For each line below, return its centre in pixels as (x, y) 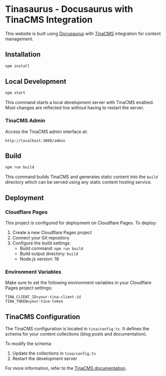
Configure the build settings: (41, 243)
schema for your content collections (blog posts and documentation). (76, 334)
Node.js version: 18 (39, 259)
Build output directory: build (49, 253)
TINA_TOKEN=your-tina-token (34, 302)
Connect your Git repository (41, 238)
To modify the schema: (29, 344)
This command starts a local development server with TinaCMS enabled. (80, 103)
